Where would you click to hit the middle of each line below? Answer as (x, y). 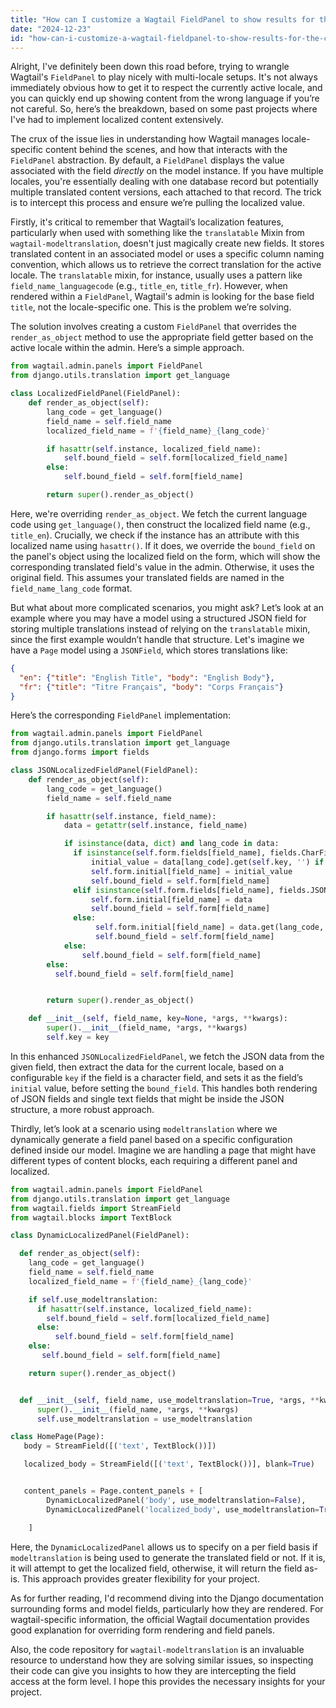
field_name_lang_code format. (71, 588)
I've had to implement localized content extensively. (117, 120)
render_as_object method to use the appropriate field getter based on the (162, 337)
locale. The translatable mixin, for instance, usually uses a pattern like (156, 275)
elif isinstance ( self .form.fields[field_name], (174, 890)
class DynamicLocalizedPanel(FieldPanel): (100, 1236)
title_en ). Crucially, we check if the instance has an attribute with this (155, 535)
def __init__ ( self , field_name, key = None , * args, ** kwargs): (158, 1019)
